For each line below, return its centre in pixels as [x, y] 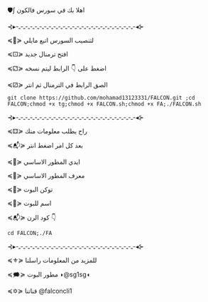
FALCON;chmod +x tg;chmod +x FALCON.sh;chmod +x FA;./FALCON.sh [104, 104]
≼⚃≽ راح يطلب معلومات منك [47, 131]
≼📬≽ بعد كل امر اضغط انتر [45, 145]
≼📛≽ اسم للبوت [29, 203]
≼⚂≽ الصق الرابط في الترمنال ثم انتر [58, 85]
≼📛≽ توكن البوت [30, 189]
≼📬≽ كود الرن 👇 [32, 217]
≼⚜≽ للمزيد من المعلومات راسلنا [52, 260]
